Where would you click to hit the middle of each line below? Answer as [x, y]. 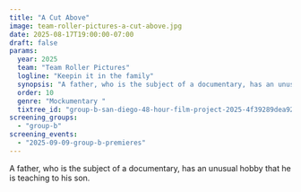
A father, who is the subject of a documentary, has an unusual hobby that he [150, 168]
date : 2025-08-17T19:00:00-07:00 [72, 34]
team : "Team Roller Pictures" [73, 68]
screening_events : [43, 135]
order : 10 [35, 92]
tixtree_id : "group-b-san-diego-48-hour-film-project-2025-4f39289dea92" [158, 109]
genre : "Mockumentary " [61, 101]
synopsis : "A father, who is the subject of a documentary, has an [146, 84]
